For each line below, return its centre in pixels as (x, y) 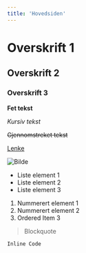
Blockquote (40, 231)
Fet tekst (20, 108)
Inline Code (24, 244)
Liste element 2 (39, 182)
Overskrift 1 (41, 47)
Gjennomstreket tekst (37, 135)
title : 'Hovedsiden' (37, 13)
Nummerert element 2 (48, 210)
